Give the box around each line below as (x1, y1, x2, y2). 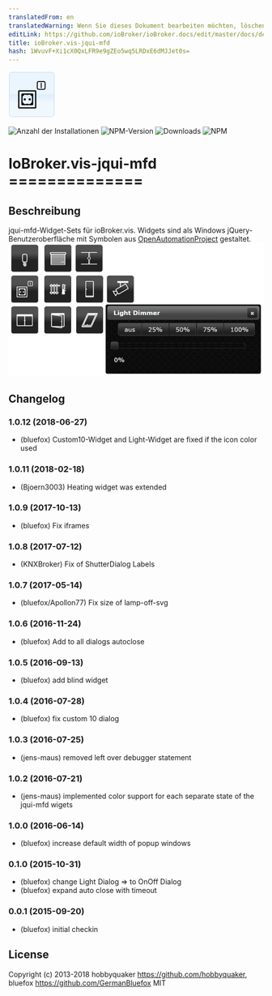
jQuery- (227, 225, 253, 235)
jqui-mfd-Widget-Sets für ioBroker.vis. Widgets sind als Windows (8, 225, 226, 235)
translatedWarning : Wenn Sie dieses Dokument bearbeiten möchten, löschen (8, 21, 266, 30)
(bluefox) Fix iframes (19, 520, 90, 530)
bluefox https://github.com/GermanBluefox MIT (8, 977, 167, 988)
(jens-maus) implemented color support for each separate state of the (19, 791, 255, 801)
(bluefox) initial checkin (19, 924, 99, 934)
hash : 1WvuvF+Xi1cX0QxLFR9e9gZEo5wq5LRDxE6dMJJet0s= (8, 47, 190, 56)
